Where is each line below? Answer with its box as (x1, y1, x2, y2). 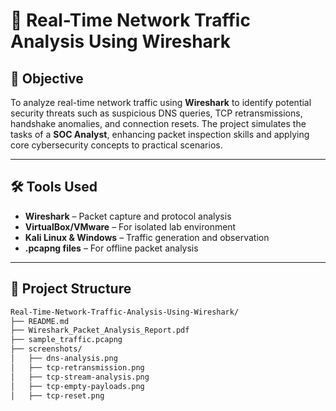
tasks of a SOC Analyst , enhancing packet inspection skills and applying (10, 129, 310, 140)
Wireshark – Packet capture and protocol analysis (24, 210, 232, 222)
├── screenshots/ (10, 344, 83, 354)
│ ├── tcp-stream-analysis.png (10, 372, 150, 382)
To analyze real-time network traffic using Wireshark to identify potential (10, 97, 312, 108)
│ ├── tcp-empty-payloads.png (10, 381, 145, 391)
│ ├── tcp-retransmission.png (10, 362, 145, 373)
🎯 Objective (10, 70, 84, 87)
